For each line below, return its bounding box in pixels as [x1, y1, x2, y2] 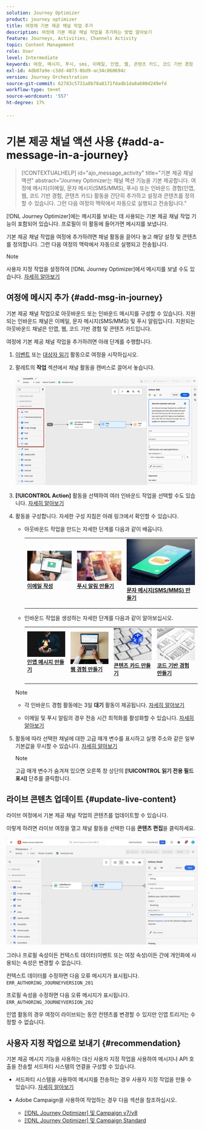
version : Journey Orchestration [6, 74, 88, 80]
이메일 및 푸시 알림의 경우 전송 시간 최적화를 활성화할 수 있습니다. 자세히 [24, 714, 194, 721]
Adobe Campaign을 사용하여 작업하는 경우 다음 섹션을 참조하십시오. [15, 1096, 177, 1103]
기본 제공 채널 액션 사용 [6, 134, 115, 148]
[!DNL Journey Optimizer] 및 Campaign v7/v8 [24, 1109, 138, 1116]
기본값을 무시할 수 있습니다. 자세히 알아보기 [15, 742, 118, 749]
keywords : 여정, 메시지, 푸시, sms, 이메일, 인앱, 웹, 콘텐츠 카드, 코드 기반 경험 [6, 61, 193, 67]
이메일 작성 [27, 583, 53, 590]
